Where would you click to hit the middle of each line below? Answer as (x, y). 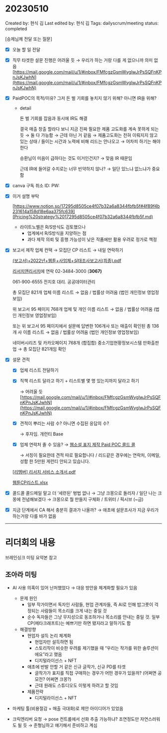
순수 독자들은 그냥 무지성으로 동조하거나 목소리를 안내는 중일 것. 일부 (93, 617)
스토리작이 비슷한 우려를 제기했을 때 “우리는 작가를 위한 (88, 648)
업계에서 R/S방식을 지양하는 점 (57, 233)
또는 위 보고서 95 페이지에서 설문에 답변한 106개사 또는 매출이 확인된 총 (81, 326)
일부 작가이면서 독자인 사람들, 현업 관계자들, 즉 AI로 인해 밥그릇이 (90, 604)
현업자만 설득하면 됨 (54, 642)
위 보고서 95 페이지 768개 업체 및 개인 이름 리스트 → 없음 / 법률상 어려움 (83, 309)
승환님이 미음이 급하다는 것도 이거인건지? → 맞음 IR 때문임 (76, 158)
